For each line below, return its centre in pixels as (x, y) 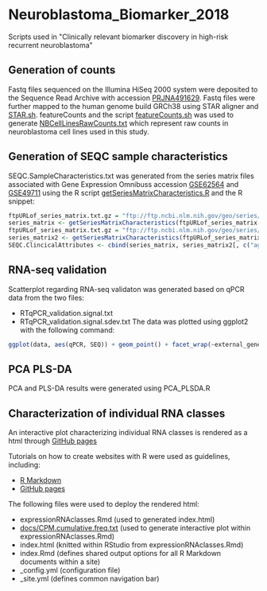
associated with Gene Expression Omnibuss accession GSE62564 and (124, 184)
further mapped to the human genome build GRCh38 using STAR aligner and (133, 106)
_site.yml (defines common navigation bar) (89, 579)
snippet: (21, 201)
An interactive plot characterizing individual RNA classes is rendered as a (128, 433)
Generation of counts (62, 70)
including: (25, 465)
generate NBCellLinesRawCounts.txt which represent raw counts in (118, 123)
